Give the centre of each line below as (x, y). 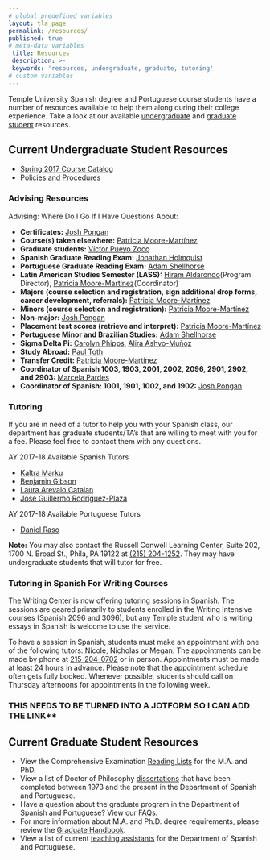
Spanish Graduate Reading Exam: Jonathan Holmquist (111, 257)
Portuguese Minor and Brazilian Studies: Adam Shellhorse (118, 334)
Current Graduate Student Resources (103, 742)
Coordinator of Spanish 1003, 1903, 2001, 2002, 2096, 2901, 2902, (134, 368)
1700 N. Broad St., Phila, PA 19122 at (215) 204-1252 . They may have (122, 554)
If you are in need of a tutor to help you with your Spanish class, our (121, 425)
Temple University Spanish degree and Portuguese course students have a (133, 98)
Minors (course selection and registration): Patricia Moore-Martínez (135, 309)
